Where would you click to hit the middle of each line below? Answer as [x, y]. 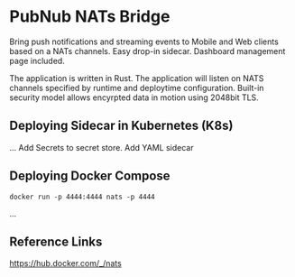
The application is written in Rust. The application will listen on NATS [137, 78]
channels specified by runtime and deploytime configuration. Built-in [137, 88]
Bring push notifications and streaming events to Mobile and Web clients [144, 42]
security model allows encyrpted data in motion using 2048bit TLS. [134, 97]
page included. [37, 60]
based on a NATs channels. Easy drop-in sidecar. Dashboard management [147, 51]
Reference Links [56, 241]
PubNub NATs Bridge [90, 17]
